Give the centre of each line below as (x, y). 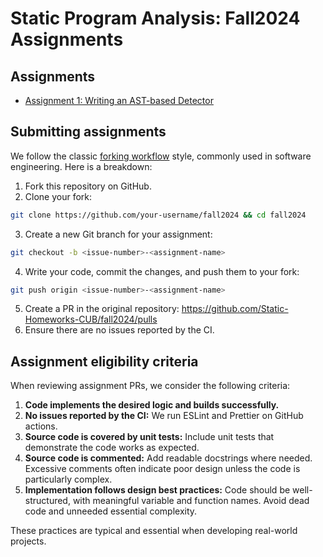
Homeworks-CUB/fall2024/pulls (91, 319)
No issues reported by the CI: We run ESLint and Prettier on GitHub (164, 416)
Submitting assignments (88, 132)
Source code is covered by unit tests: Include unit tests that (149, 437)
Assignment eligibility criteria (104, 361)
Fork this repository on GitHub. (88, 186)
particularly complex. (68, 479)
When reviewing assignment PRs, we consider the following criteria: (150, 386)
